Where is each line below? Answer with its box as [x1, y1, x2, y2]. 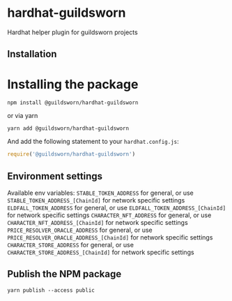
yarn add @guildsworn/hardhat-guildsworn [7, 125, 130, 132]
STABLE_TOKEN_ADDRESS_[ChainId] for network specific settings [7, 196, 185, 204]
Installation [7, 48, 57, 60]
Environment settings [7, 170, 103, 182]
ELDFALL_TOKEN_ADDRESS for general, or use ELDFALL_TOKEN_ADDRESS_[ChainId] [7, 203, 226, 212]
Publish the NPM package [7, 268, 122, 280]
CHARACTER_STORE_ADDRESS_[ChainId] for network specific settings [7, 248, 194, 256]
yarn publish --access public [7, 286, 95, 294]
